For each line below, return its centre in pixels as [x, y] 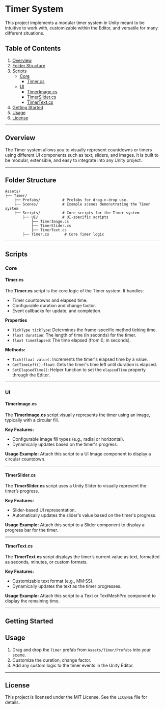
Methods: [15, 349]
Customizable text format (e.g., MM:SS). [53, 581]
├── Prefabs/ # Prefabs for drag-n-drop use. [71, 200]
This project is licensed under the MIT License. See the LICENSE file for [76, 697]
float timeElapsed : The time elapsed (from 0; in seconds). [71, 340]
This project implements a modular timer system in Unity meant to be [75, 23]
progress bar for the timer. [32, 530]
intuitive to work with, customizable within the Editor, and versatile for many [82, 28]
